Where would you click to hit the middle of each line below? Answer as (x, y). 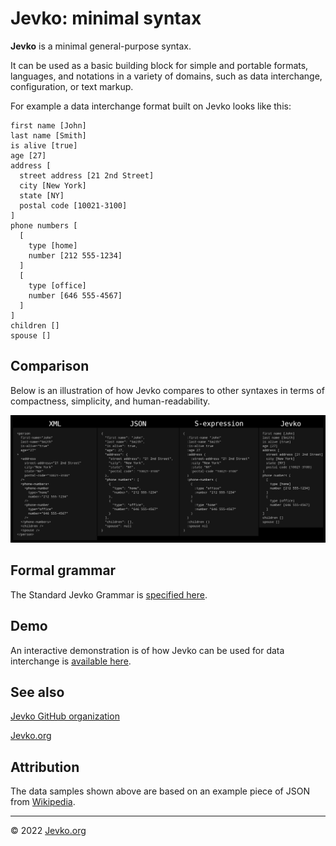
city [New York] (53, 185)
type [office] (57, 285)
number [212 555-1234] (75, 255)
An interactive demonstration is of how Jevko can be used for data (147, 650)
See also (37, 692)
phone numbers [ (44, 225)
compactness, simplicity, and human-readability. (110, 401)
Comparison (50, 366)
